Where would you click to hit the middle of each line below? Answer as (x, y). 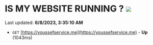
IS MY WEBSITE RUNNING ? (65, 9)
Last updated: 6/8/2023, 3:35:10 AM (44, 22)
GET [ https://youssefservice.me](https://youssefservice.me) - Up (80, 32)
